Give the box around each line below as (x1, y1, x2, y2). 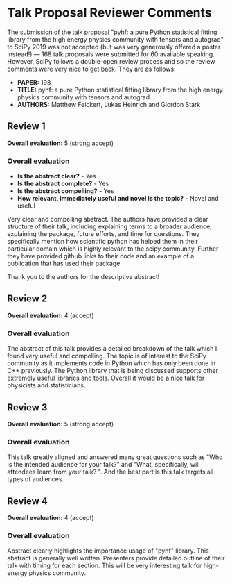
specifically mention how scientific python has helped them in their (7, 237, 199, 246)
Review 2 (7, 293, 48, 305)
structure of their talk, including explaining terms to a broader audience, (7, 222, 213, 231)
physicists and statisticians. (7, 381, 86, 390)
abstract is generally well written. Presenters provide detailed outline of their (7, 554, 225, 562)
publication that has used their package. (7, 259, 123, 268)
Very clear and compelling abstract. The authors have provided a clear (7, 215, 209, 224)
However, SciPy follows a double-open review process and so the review (7, 57, 215, 65)
